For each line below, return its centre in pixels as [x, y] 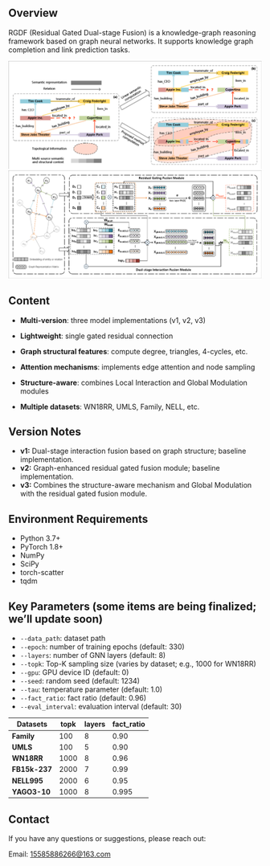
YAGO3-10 [31, 791]
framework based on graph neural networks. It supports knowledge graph [131, 41]
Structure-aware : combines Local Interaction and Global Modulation [133, 382]
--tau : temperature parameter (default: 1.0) [91, 689]
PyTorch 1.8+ [42, 547]
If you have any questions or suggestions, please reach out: [107, 839]
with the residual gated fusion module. [83, 494]
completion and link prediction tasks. [69, 49]
